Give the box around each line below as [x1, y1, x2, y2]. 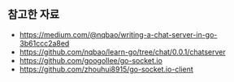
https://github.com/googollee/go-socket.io [19, 55, 163, 65]
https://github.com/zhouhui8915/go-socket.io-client [19, 64, 194, 74]
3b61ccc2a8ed [19, 38, 70, 48]
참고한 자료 [7, 7, 60, 22]
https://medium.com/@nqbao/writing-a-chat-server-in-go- [19, 29, 218, 39]
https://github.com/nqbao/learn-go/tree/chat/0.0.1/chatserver [19, 47, 226, 57]
